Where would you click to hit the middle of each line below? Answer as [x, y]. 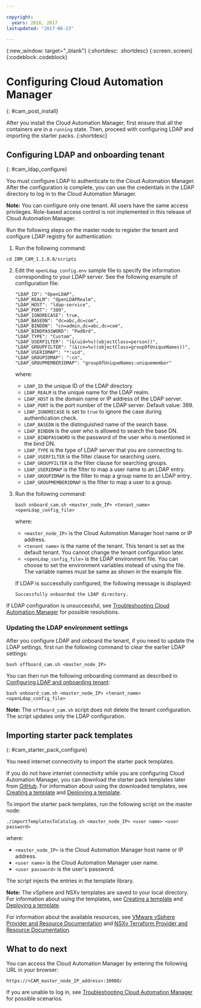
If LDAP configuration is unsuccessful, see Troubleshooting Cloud [88, 606]
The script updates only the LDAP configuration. [66, 716]
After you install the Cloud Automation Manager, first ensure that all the [94, 123]
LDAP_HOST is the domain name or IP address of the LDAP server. [103, 399]
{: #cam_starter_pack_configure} [47, 750]
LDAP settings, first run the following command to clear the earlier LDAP [96, 647]
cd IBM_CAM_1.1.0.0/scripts [42, 259]
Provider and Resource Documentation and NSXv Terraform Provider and [97, 923]
